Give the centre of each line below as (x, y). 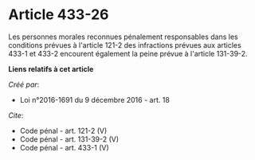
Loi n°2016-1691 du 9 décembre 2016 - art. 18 (94, 100)
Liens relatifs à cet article (51, 68)
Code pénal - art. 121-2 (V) (63, 131)
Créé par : (24, 84)
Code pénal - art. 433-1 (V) (64, 147)
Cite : (16, 115)
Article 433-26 (59, 15)
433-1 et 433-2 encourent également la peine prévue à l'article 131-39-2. (128, 53)
